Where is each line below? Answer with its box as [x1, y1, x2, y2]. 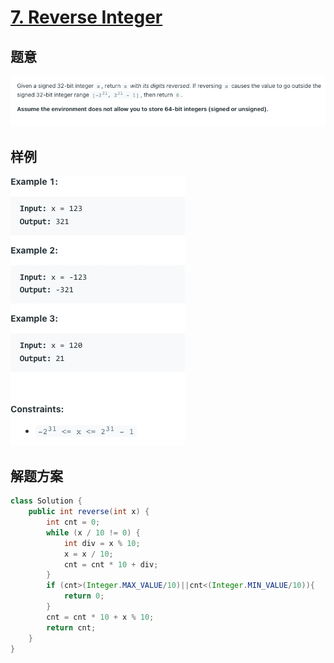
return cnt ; [46, 622, 97, 633]
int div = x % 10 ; [63, 538, 141, 548]
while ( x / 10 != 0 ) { [46, 527, 141, 538]
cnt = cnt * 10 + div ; [63, 559, 159, 570]
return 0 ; [63, 591, 105, 601]
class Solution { [10, 496, 83, 506]
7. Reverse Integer [10, 6, 163, 29]
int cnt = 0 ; [46, 517, 101, 527]
